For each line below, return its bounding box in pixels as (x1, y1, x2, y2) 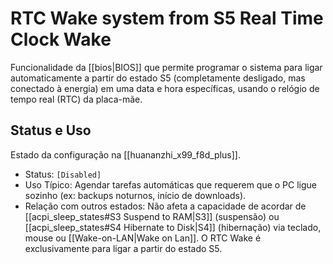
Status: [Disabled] (24, 168, 102, 180)
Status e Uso (10, 122, 92, 139)
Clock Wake (10, 28, 112, 51)
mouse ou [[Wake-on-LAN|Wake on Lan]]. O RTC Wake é (24, 232, 262, 244)
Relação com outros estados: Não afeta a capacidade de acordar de (24, 200, 307, 212)
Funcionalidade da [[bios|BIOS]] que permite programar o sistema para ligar (10, 61, 323, 73)
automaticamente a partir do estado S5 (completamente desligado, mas (10, 72, 306, 84)
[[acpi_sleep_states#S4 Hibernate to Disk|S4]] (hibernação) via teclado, (24, 221, 322, 233)
